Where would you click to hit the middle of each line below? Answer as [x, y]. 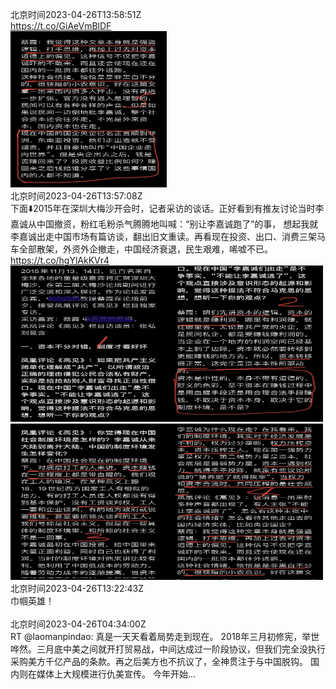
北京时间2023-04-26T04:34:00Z [78, 624]
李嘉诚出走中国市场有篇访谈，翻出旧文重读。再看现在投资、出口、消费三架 [163, 236]
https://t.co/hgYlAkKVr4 [60, 260]
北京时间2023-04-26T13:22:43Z [77, 588]
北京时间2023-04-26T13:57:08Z [76, 196]
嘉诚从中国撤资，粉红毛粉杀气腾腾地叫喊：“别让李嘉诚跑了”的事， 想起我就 [164, 224]
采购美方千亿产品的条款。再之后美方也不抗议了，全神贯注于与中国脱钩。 [159, 661]
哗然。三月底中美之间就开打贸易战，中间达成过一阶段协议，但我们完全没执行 [168, 649]
